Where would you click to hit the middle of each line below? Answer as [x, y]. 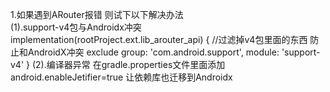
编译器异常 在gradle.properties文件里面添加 [136, 64]
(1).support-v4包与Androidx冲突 [76, 27]
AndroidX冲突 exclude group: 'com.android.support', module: [153, 52]
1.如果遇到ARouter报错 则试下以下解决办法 [97, 14]
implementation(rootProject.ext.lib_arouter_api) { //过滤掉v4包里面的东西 [159, 39]
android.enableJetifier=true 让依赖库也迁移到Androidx [121, 77]
